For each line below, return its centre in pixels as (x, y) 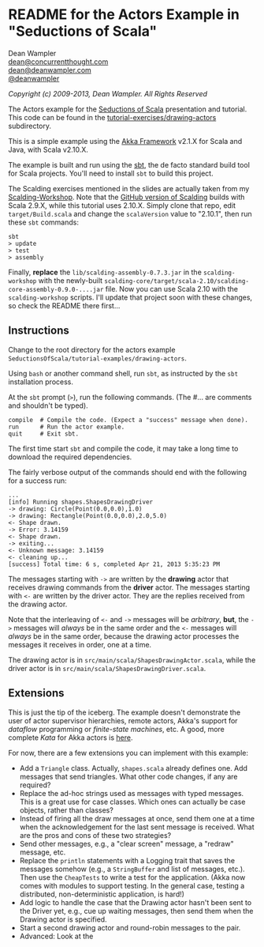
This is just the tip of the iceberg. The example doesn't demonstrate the (125, 712)
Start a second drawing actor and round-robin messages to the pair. (130, 927)
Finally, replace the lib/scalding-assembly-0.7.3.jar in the (105, 272)
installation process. (41, 382)
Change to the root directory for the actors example (92, 349)
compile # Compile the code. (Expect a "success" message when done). (128, 420)
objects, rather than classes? (67, 810)
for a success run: (37, 481)
